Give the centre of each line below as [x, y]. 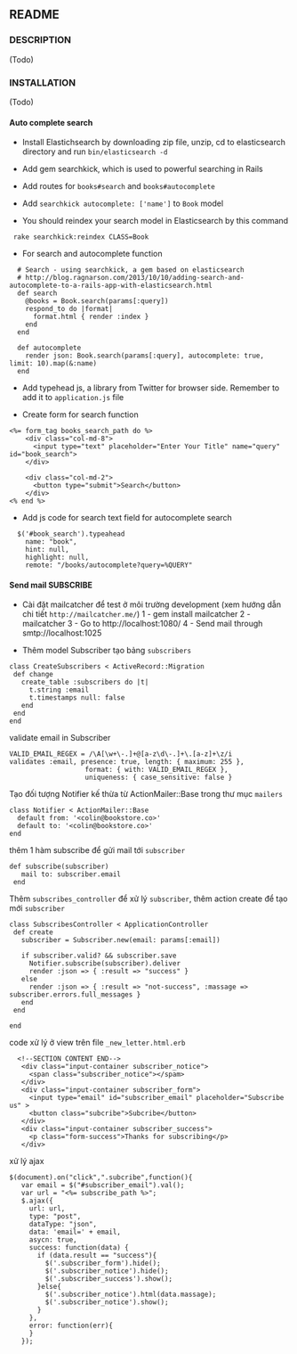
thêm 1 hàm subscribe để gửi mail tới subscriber [97, 850]
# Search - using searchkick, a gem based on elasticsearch [131, 270]
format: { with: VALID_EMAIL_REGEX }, [157, 770]
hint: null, [47, 550]
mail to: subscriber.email [71, 874]
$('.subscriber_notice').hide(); [107, 1271]
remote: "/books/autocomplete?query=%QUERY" [109, 565]
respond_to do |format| [69, 309]
